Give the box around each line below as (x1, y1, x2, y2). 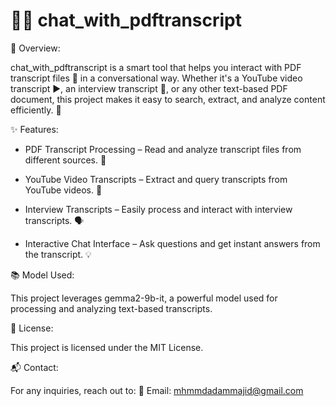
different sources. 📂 (24, 154, 107, 166)
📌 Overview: (10, 42, 61, 54)
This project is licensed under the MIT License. (10, 341, 204, 353)
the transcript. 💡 (24, 248, 92, 260)
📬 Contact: (10, 361, 59, 373)
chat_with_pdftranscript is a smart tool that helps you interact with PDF (10, 61, 302, 73)
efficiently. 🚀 (10, 104, 62, 116)
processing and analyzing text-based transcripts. (10, 302, 213, 314)
